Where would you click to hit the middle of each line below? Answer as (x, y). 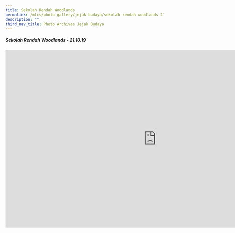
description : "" (22, 19)
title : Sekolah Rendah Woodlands (40, 10)
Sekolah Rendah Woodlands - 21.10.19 (46, 40)
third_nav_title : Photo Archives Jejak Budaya (55, 24)
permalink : (17, 15)
